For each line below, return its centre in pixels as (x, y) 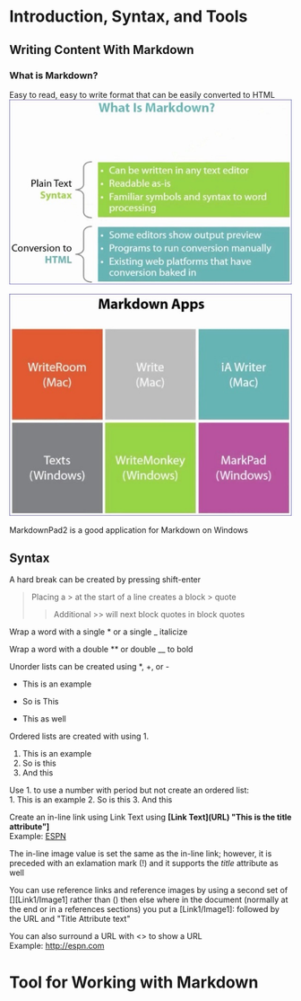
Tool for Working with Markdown (134, 982)
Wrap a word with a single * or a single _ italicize (99, 632)
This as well (44, 719)
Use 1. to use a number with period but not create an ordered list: (129, 790)
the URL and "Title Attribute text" (70, 919)
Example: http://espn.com (57, 946)
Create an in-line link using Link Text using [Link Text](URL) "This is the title (150, 817)
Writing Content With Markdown (102, 50)
